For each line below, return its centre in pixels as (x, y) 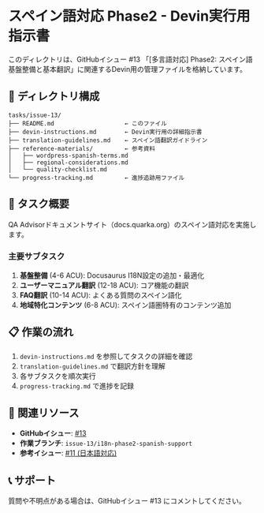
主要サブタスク (37, 256)
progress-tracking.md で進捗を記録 (76, 386)
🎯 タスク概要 (39, 204)
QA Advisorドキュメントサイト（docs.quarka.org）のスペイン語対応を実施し (132, 224)
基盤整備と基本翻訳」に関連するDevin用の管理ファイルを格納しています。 (127, 69)
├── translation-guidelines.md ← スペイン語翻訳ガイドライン (108, 140)
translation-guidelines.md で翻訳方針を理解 (92, 366)
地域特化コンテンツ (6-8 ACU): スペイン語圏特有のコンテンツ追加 (125, 305)
